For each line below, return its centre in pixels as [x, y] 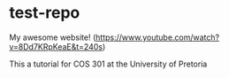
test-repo [45, 13]
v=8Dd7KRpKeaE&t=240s [56, 46]
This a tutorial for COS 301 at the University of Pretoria [108, 64]
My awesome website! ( [53, 37]
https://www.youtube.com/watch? [157, 37]
